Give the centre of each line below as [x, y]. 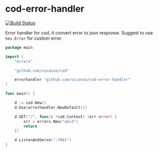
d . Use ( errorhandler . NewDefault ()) [51, 107]
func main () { [20, 94]
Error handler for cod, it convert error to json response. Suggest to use [79, 33]
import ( [14, 56]
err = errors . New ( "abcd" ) [51, 121]
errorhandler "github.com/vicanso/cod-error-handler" [72, 80]
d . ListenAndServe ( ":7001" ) [43, 140]
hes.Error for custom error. [34, 38]
